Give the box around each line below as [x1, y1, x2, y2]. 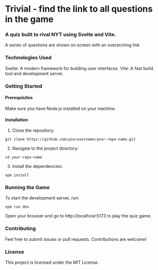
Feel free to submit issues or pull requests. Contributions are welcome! [5, 236, 147, 242]
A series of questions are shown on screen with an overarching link [5, 42, 140, 48]
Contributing [5, 225, 36, 232]
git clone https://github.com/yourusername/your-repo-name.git [5, 137, 136, 142]
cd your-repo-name [5, 155, 42, 160]
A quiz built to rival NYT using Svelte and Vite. [5, 31, 117, 38]
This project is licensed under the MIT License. [5, 259, 99, 265]
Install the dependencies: [12, 163, 63, 169]
